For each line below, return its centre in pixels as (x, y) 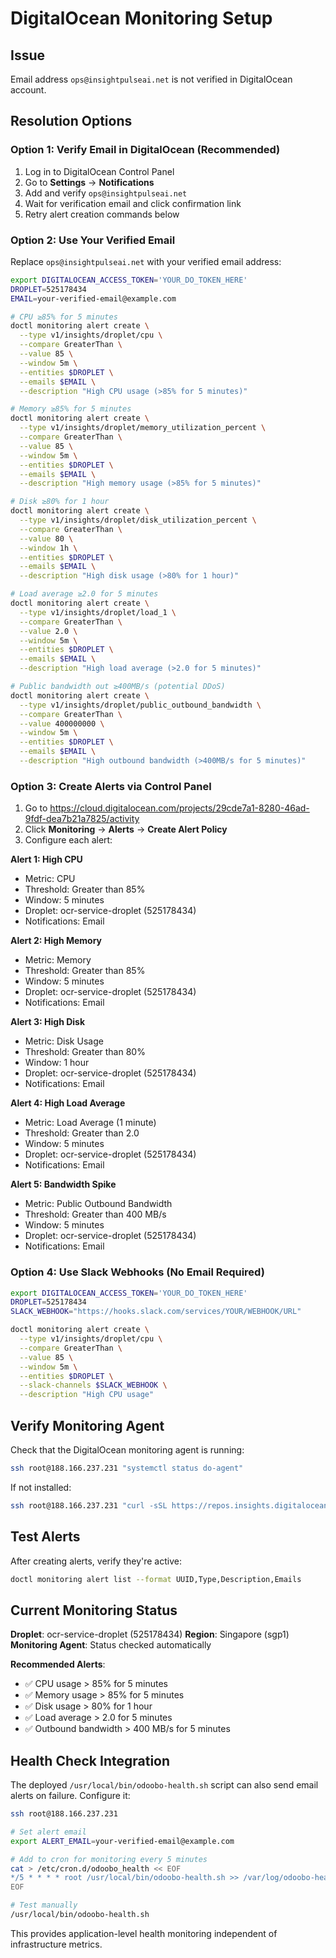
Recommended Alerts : (58, 1664)
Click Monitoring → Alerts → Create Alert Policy (126, 829)
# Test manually (44, 1905)
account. (28, 90)
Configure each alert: (68, 840)
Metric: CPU (50, 879)
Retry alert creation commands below (102, 214)
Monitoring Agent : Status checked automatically (111, 1645)
